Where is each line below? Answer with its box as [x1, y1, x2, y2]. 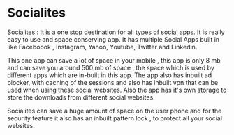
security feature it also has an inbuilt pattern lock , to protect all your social [7, 113, 222, 122]
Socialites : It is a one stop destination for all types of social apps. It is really [7, 28, 225, 36]
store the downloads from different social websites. [7, 93, 155, 102]
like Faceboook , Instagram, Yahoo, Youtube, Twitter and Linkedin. [7, 42, 198, 51]
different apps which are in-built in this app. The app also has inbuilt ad [7, 71, 212, 79]
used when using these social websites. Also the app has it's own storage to [7, 86, 227, 94]
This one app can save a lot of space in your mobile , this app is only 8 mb [7, 56, 221, 64]
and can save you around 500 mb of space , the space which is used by [7, 63, 214, 72]
